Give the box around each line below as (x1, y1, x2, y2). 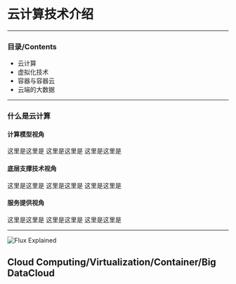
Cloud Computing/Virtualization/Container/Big (7, 257, 216, 269)
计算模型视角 (7, 130, 44, 138)
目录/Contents (7, 41, 58, 51)
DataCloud (7, 267, 55, 279)
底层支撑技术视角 (7, 164, 57, 173)
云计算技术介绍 (7, 6, 94, 22)
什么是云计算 (7, 111, 51, 121)
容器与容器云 (17, 76, 55, 85)
